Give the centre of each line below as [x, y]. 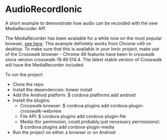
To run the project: [24, 74]
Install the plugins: [31, 100]
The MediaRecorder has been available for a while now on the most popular [84, 38]
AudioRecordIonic [44, 9]
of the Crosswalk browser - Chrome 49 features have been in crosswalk [80, 54]
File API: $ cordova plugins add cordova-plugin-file [73, 116]
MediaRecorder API [25, 28]
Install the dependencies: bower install [52, 89]
